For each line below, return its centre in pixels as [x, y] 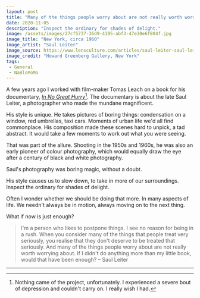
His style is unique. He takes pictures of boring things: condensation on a [96, 114]
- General [21, 67]
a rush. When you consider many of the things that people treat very [104, 234]
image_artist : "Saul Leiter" [42, 45]
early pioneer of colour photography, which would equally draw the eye [94, 151]
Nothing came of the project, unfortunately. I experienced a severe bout [103, 282]
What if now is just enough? [40, 216]
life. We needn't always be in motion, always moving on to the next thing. [96, 205]
